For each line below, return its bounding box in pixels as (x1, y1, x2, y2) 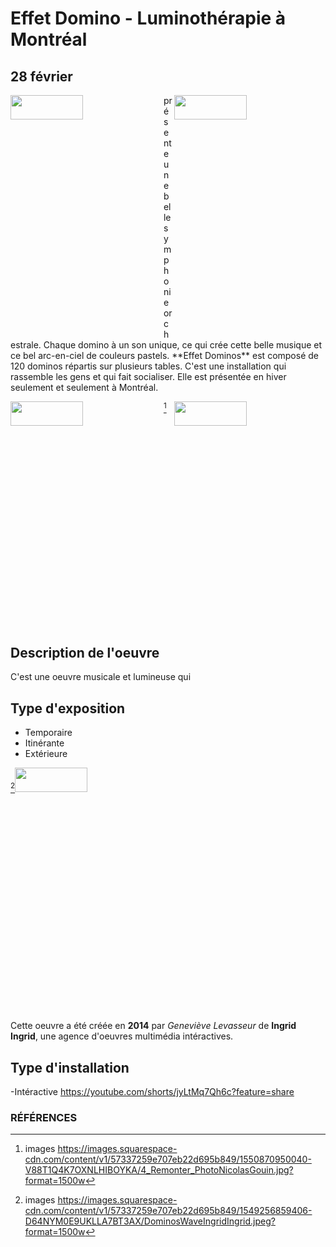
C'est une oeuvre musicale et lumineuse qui (10, 671, 192, 683)
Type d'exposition (10, 700, 126, 717)
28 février (10, 68, 73, 85)
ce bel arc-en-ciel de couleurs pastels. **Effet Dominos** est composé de (10, 350, 319, 361)
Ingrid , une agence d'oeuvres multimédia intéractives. (10, 1030, 234, 1042)
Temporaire (24, 727, 73, 739)
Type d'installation (10, 1059, 130, 1076)
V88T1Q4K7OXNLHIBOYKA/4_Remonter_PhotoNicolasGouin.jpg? (24, 1164, 294, 1176)
